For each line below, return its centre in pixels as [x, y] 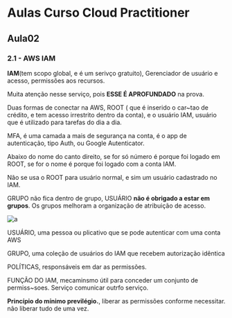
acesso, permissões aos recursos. [56, 81]
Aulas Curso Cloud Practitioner [98, 13]
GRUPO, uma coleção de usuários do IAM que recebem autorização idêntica [116, 253]
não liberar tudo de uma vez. [48, 308]
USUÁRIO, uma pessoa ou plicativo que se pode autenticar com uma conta [114, 232]
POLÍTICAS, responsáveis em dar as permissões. [77, 267]
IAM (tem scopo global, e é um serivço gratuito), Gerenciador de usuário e [113, 73]
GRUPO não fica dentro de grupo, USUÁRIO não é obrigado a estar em [108, 198]
